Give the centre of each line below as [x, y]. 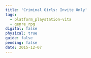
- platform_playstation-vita [41, 19]
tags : [11, 15]
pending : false [21, 43]
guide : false [19, 38]
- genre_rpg [23, 24]
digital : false [21, 29]
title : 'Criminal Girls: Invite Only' [46, 10]
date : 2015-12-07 [24, 47]
